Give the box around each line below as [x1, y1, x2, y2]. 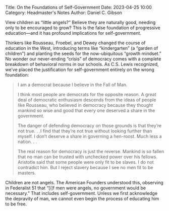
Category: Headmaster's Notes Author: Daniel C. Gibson [5, 10, 123, 16]
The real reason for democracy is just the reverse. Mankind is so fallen [17, 149, 164, 154]
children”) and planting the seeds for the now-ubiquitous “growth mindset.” [5, 50, 161, 56]
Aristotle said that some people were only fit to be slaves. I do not [17, 159, 154, 165]
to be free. [5, 201, 27, 207]
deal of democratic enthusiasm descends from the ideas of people [17, 97, 156, 103]
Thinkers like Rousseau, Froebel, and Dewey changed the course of [5, 40, 146, 46]
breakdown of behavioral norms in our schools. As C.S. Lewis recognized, [5, 61, 159, 67]
